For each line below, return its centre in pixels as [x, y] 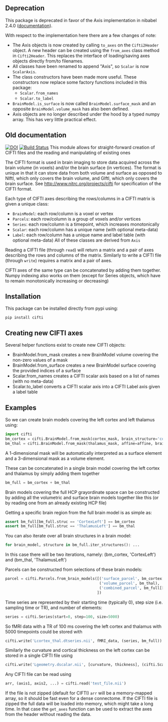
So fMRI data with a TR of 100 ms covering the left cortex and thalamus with [83, 626]
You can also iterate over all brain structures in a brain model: [68, 536]
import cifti [19, 434]
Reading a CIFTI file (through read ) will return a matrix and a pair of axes [79, 250]
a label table [25, 392]
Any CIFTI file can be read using [38, 674]
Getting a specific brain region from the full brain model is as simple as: [79, 512]
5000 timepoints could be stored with [44, 631]
